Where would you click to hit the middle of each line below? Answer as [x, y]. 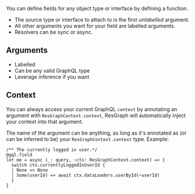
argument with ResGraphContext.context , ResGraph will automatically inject [96, 115]
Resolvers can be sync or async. [54, 32]
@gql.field [19, 155]
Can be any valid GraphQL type [52, 70]
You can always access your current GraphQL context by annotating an [92, 109]
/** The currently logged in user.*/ [52, 150]
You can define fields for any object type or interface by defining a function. [97, 8]
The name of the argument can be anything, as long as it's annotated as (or [96, 133]
